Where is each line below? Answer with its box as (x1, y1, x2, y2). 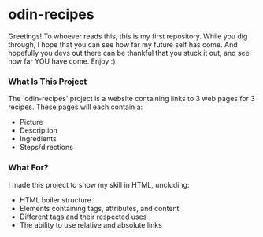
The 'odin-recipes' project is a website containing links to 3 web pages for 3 (8, 94, 256, 104)
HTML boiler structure (19, 195, 92, 205)
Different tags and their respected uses (19, 212, 147, 221)
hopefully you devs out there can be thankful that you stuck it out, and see (8, 48, 250, 57)
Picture (19, 118, 43, 127)
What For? (8, 162, 49, 173)
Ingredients (19, 134, 57, 144)
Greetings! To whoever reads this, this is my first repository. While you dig (8, 31, 248, 41)
